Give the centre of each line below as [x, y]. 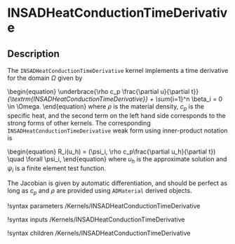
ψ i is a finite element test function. [57, 169]
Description [33, 54]
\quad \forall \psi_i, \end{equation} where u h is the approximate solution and [117, 160]
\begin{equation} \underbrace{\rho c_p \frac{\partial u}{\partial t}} [103, 91]
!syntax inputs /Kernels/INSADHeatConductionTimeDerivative [96, 219]
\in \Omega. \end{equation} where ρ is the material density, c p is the [106, 107]
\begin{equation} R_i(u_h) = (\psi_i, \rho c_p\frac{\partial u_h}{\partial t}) [112, 151]
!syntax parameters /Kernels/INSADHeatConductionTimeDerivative [104, 206]
